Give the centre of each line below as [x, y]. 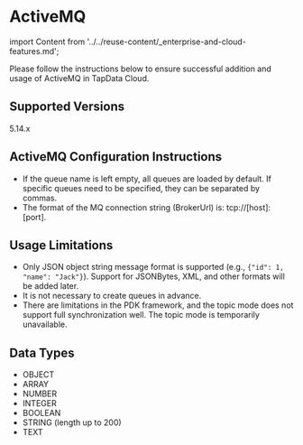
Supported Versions [67, 107]
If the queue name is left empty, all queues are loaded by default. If [147, 179]
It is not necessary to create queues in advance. [112, 296]
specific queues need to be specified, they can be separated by [141, 188]
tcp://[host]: [249, 207]
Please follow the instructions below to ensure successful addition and [141, 69]
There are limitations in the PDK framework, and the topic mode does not [158, 305]
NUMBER [39, 394]
